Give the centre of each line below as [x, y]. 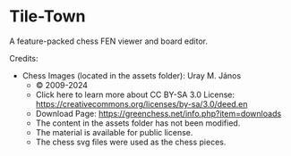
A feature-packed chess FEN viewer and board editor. [109, 41]
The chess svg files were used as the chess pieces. [131, 142]
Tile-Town [48, 16]
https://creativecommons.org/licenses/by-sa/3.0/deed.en [141, 103]
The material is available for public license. [114, 132]
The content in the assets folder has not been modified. [138, 123]
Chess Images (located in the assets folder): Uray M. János [132, 75]
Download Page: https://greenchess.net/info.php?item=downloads [158, 113]
